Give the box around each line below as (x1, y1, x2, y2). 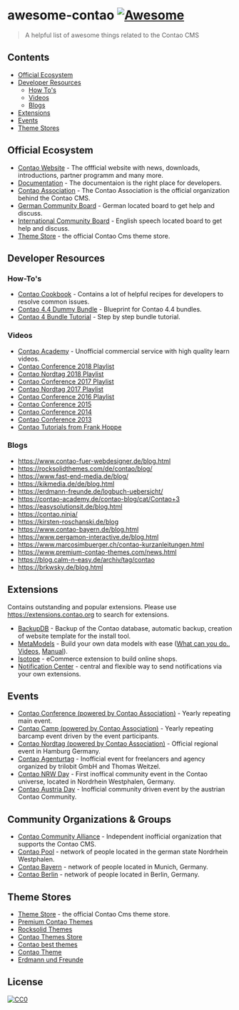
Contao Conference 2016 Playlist (17, 392, 115, 401)
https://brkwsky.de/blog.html (17, 563, 103, 571)
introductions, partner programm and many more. (17, 171, 164, 179)
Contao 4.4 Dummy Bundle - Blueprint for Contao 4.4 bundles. (17, 305, 202, 314)
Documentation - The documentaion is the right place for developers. (17, 179, 223, 187)
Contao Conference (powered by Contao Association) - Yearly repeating (17, 709, 230, 718)
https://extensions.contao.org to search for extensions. (7, 610, 170, 619)
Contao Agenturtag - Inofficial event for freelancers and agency (17, 754, 205, 764)
